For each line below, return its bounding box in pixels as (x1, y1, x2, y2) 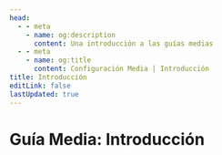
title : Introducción (9, 73, 88, 82)
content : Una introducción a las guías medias (33, 38, 214, 48)
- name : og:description (25, 30, 116, 39)
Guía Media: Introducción (9, 129, 205, 150)
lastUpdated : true (9, 89, 79, 98)
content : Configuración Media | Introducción (33, 65, 209, 74)
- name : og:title (25, 56, 92, 65)
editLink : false (9, 81, 71, 90)
